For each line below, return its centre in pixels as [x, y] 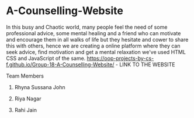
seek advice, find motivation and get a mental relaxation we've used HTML [96, 52]
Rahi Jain [25, 110]
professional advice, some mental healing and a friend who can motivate [93, 33]
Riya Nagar [28, 99]
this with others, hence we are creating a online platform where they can [93, 46]
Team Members [25, 76]
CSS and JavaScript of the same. [46, 58]
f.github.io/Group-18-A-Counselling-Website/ [60, 64]
